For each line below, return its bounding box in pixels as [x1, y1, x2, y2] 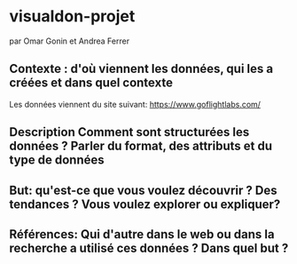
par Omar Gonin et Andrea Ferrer [9, 36, 130, 46]
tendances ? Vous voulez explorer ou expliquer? [9, 196, 281, 212]
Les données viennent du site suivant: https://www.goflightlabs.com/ [9, 99, 262, 109]
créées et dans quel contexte [9, 76, 173, 91]
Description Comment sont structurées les [9, 124, 250, 140]
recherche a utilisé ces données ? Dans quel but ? [9, 240, 289, 255]
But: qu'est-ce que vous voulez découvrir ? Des [9, 182, 277, 197]
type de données [9, 153, 105, 168]
